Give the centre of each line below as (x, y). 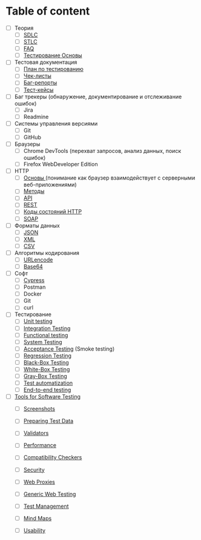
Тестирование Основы (53, 55)
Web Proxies (39, 482)
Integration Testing (47, 328)
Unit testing (38, 321)
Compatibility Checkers (53, 457)
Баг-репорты (40, 83)
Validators (36, 433)
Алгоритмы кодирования (47, 252)
